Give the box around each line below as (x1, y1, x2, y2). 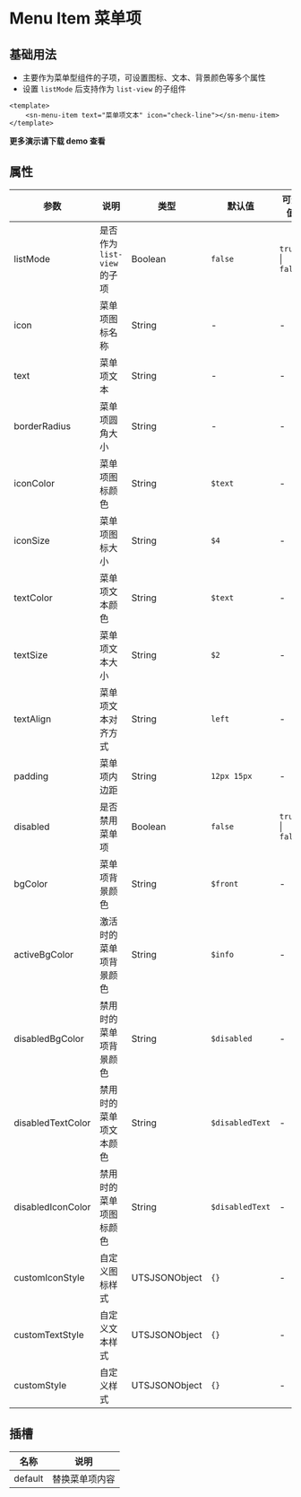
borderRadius (13, 419, 72, 432)
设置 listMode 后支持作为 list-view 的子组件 (21, 83, 186, 94)
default (13, 1472, 44, 1484)
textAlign (13, 713, 52, 725)
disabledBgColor (13, 1032, 84, 1045)
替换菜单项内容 (52, 1473, 116, 1485)
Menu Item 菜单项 (9, 8, 142, 29)
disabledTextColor (13, 1116, 91, 1129)
